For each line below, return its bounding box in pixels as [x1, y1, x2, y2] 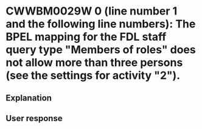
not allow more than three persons [5, 56, 183, 70]
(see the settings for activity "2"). [5, 68, 181, 82]
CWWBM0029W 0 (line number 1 [5, 4, 178, 18]
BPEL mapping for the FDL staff [5, 30, 167, 44]
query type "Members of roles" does [5, 43, 196, 57]
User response [5, 113, 63, 124]
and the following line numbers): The [5, 17, 196, 31]
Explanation [5, 93, 52, 103]
